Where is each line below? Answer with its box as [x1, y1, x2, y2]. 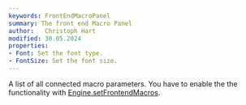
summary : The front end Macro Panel [8, 19, 132, 27]
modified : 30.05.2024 [8, 34, 82, 43]
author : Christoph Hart [8, 27, 96, 35]
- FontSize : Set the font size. [8, 57, 118, 65]
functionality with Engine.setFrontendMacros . [8, 87, 161, 97]
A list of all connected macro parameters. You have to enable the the [8, 78, 238, 89]
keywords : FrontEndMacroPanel [8, 11, 111, 20]
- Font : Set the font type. [8, 49, 104, 57]
